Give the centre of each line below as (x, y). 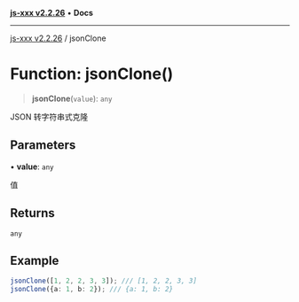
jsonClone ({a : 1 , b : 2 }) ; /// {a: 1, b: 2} (92, 290)
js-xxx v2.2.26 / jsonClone (58, 38)
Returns (33, 213)
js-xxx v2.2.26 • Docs (52, 13)
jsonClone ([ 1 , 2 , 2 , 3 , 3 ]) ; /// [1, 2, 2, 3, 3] (104, 281)
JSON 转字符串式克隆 (49, 116)
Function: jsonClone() (92, 74)
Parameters (43, 145)
